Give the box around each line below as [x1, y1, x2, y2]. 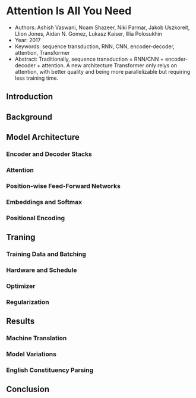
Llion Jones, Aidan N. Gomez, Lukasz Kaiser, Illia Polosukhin [14, 30, 162, 37]
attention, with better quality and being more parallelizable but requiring [14, 68, 191, 75]
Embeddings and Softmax [6, 198, 82, 206]
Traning [6, 232, 36, 242]
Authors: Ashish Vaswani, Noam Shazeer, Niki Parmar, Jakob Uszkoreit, [14, 24, 190, 31]
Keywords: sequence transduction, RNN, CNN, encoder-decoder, [14, 43, 175, 50]
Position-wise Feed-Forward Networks [6, 181, 121, 190]
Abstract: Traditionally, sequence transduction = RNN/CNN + [14, 55, 165, 62]
